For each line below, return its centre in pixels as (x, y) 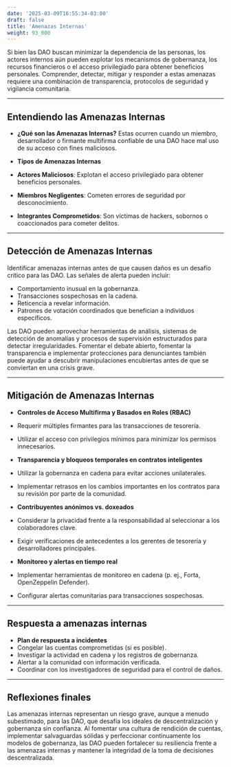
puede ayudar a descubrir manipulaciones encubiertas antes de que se (108, 360)
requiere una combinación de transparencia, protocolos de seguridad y (108, 82)
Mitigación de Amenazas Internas (81, 396)
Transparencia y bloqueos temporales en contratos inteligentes (110, 460)
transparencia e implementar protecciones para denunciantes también (107, 353)
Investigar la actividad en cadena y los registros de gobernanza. (108, 655)
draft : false (26, 20)
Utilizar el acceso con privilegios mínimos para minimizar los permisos (117, 439)
